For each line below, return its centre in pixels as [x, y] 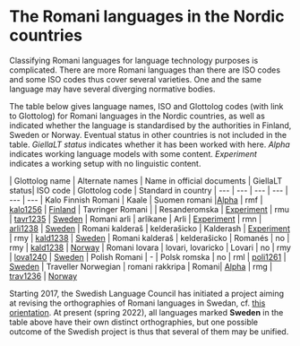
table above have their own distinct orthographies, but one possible [134, 322]
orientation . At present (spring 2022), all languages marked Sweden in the [146, 312]
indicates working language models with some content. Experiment [133, 153]
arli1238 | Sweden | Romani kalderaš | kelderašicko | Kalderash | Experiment [150, 228]
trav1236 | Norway [43, 276]
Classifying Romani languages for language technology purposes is [134, 60]
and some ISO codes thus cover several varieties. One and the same [136, 79]
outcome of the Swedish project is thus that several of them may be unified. [149, 331]
